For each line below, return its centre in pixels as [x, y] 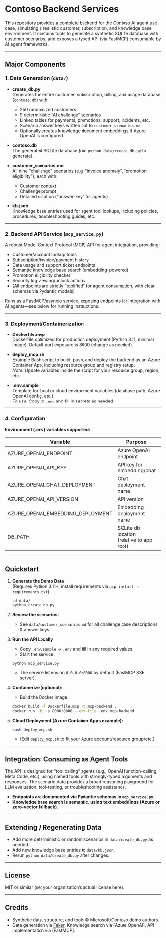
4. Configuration [25, 419]
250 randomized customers [48, 109]
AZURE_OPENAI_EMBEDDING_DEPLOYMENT [60, 513]
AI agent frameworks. [27, 44]
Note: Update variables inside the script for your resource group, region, [86, 370]
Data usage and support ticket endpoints [54, 265]
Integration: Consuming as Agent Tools [67, 759]
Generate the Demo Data [38, 581]
